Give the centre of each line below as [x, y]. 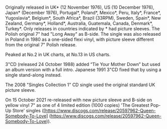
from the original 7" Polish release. [41, 45]
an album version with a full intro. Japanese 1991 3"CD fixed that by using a [83, 70]
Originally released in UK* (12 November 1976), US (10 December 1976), [80, 7]
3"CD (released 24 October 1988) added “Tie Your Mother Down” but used [83, 64]
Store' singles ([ [29, 111]
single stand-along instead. [33, 75]
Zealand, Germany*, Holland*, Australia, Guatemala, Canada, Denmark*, [79, 23]
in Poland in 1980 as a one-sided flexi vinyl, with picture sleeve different [80, 39]
